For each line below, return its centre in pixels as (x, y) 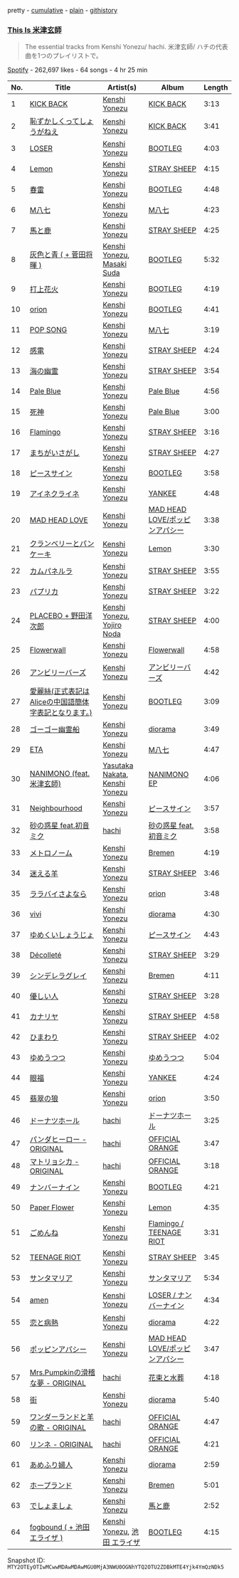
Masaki (115, 264)
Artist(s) (122, 88)
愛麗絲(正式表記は (60, 692)
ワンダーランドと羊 (62, 1417)
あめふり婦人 (51, 1465)
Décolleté (46, 955)
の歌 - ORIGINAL (58, 1428)
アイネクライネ (54, 494)
